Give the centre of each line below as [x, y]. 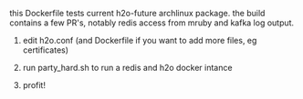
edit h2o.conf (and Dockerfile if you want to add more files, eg [140, 40]
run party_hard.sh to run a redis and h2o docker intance [127, 68]
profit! [34, 85]
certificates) [46, 50]
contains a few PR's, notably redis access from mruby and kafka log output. [152, 23]
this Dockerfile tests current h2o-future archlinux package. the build [137, 13]
